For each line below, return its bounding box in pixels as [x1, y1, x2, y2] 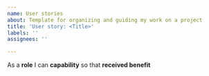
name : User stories [7, 10, 64, 17]
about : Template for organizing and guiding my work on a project [7, 17, 203, 23]
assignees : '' [7, 36, 48, 43]
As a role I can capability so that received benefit [7, 61, 151, 69]
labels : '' [7, 29, 39, 37]
